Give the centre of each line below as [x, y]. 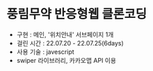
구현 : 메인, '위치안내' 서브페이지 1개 [65, 34]
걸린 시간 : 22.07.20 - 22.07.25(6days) [70, 43]
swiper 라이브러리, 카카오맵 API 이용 [66, 60]
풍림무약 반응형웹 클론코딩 [77, 14]
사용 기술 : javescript [45, 52]
